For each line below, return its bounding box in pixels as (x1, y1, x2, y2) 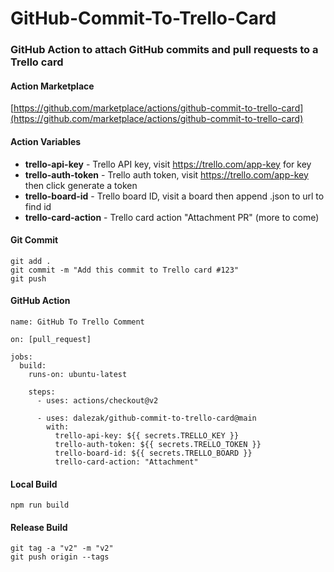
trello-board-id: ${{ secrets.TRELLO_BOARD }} (54, 448, 253, 458)
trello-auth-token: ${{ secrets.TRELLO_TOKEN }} (54, 439, 262, 449)
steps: (28, 387, 56, 397)
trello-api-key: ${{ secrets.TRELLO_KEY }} (54, 430, 240, 441)
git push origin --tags (10, 552, 110, 562)
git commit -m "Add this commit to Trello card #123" (10, 265, 240, 275)
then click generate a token (24, 179, 138, 191)
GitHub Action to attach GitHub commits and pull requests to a (10, 43, 319, 57)
